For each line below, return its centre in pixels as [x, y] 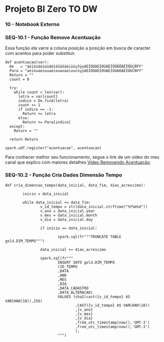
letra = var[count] [38, 97]
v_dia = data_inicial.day [66, 220]
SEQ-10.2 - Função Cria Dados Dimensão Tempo [64, 175]
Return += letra [39, 114]
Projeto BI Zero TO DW [51, 9]
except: [17, 127]
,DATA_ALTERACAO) [75, 293]
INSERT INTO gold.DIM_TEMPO [86, 262]
